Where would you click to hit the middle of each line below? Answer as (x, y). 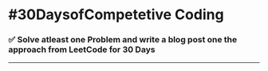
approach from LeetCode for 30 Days (82, 49)
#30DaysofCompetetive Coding (116, 15)
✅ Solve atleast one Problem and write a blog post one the (123, 40)
